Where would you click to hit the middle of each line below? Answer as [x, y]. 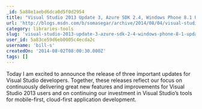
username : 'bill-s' [31, 46]
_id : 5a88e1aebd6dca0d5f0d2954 [45, 12]
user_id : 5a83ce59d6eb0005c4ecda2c [51, 40]
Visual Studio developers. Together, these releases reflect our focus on [94, 80]
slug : [13, 34]
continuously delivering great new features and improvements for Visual [96, 86]
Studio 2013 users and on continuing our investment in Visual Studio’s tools [99, 93]
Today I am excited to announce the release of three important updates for [98, 73]
